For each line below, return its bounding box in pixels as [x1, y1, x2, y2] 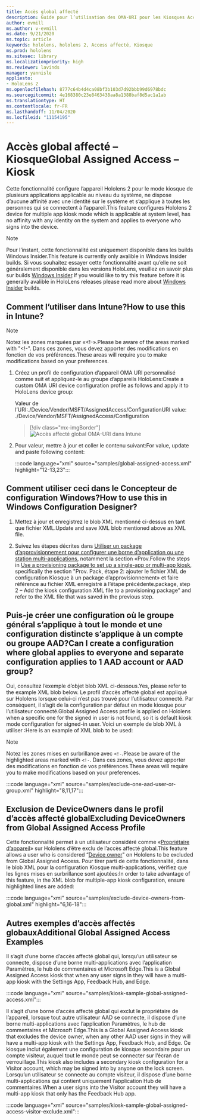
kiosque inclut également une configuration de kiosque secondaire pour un [6, 1046, 190, 1053]
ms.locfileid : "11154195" [6, 114, 70, 120]
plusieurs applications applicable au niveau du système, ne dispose [6, 192, 172, 199]
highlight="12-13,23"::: [14, 467, 70, 473]
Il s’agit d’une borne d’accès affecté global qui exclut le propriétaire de [6, 1008, 179, 1015]
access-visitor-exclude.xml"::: [6, 1108, 80, 1115]
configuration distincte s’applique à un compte [6, 629, 183, 639]
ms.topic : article [6, 36, 52, 42]
